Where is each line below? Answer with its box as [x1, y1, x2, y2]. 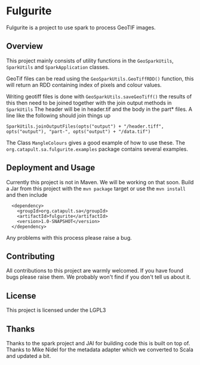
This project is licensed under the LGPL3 [6, 307, 106, 314]
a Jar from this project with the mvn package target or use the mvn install [6, 185, 186, 192]
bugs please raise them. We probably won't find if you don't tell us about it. [6, 273, 191, 281]
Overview [6, 41, 44, 51]
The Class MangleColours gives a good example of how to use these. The [6, 139, 185, 146]
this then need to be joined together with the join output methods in [6, 99, 172, 106]
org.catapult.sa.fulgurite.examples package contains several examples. [6, 145, 188, 153]
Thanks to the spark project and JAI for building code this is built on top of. [6, 340, 190, 347]
